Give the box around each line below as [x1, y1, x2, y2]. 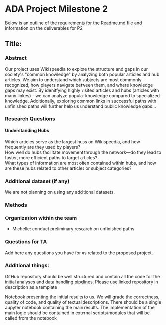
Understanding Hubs [5, 128, 50, 134]
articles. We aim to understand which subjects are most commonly [5, 76, 142, 83]
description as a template [5, 284, 57, 290]
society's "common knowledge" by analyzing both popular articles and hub [5, 71, 160, 77]
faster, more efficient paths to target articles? [5, 154, 98, 160]
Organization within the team [5, 215, 77, 221]
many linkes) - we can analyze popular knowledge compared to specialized [5, 92, 160, 98]
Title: [5, 40, 22, 48]
